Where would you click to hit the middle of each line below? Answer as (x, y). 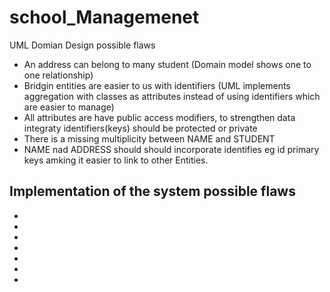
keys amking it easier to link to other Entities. (116, 160)
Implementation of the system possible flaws (152, 191)
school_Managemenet (104, 17)
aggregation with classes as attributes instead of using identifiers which (172, 96)
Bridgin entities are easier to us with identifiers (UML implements (157, 85)
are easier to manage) (69, 107)
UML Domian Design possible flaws (82, 45)
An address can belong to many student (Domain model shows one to (167, 64)
